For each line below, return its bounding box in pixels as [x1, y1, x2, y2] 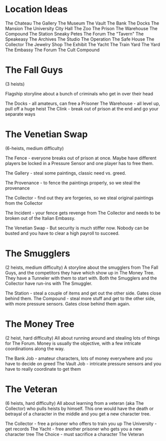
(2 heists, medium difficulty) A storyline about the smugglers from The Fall [5, 264, 158, 270]
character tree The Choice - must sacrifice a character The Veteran [5, 431, 144, 437]
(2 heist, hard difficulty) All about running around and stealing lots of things [5, 335, 160, 341]
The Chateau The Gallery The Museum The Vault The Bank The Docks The [5, 20, 159, 26]
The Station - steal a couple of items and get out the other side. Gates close [5, 290, 161, 296]
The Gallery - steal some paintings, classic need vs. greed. [5, 170, 126, 176]
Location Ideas [5, 4, 68, 15]
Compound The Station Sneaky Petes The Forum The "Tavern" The [5, 31, 144, 37]
